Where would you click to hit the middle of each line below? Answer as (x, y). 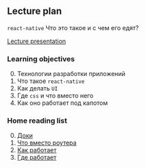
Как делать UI (37, 88)
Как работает (37, 150)
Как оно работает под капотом (62, 103)
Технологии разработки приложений (71, 74)
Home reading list (37, 121)
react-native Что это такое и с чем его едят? (73, 27)
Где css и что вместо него (55, 96)
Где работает (37, 158)
